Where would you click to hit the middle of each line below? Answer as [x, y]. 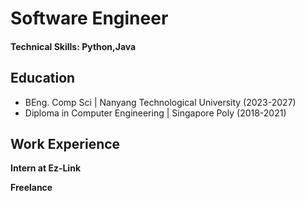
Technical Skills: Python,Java [73, 46]
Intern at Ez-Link [45, 168]
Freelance [31, 188]
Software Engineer [89, 18]
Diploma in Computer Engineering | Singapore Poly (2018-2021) [155, 113]
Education [43, 78]
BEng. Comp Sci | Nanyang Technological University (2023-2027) [160, 102]
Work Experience [65, 143]
